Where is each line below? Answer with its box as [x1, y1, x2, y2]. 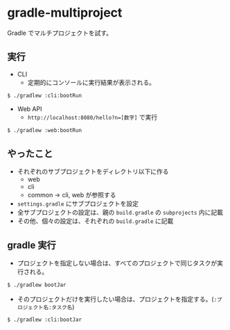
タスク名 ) [51, 303, 75, 311]
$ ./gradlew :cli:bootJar [7, 316, 82, 323]
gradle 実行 [7, 239, 57, 251]
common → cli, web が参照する [27, 191, 116, 199]
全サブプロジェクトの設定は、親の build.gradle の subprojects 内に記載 [17, 208, 224, 217]
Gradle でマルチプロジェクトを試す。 [7, 28, 113, 37]
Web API [17, 104, 42, 113]
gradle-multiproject [7, 5, 123, 21]
